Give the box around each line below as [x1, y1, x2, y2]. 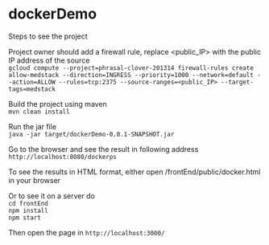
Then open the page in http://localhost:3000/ [8, 227, 165, 237]
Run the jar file [8, 121, 57, 131]
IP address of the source [8, 55, 90, 65]
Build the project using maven [8, 99, 107, 108]
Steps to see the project [8, 31, 89, 41]
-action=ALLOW [8, 78, 56, 86]
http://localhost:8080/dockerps [8, 153, 117, 161]
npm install [8, 206, 48, 214]
